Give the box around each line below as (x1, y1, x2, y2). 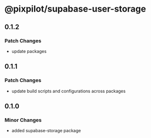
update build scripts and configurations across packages (11, 88, 126, 94)
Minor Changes (4, 117, 42, 123)
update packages (11, 48, 47, 54)
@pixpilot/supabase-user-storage (4, 3, 146, 15)
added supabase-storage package (11, 128, 81, 134)
